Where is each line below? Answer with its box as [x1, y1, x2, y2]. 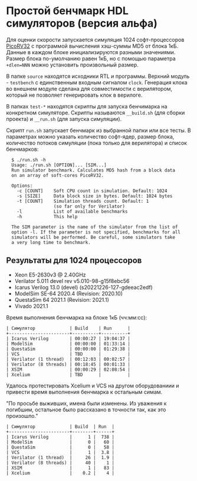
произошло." [6, 412, 38, 419]
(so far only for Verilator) [53, 203, 126, 209]
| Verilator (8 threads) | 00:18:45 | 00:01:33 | [6, 361, 131, 367]
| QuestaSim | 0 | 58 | [6, 444, 115, 450]
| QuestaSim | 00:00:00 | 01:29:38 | [6, 346, 131, 352]
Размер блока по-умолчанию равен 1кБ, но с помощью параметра [6, 55, 176, 62]
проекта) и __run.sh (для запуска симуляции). [6, 115, 122, 122]
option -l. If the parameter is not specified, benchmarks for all [11, 229, 181, 235]
